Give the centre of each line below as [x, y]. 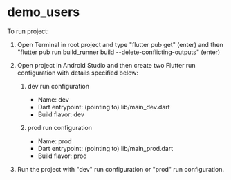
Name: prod [55, 141]
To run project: [28, 31]
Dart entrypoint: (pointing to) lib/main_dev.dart [104, 107]
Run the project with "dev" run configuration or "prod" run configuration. [121, 169]
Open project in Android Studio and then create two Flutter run [106, 65]
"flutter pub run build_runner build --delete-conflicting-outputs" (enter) [119, 52]
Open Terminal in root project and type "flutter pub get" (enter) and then [120, 44]
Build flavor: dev [61, 114]
